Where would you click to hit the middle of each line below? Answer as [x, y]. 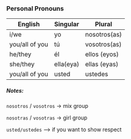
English [29, 24]
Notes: [15, 90]
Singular [66, 24]
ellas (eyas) [102, 64]
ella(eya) [67, 64]
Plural [104, 24]
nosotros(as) [104, 35]
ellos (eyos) [102, 54]
